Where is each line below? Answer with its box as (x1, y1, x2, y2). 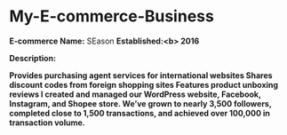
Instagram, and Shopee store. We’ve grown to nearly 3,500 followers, (9, 98, 272, 108)
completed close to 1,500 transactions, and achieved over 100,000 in (9, 107, 271, 118)
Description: (9, 52, 56, 63)
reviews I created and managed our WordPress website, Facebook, (9, 89, 261, 99)
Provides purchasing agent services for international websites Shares (9, 69, 273, 81)
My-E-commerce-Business (9, 6, 215, 27)
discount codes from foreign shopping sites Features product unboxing (9, 79, 278, 90)
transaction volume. (9, 117, 86, 128)
